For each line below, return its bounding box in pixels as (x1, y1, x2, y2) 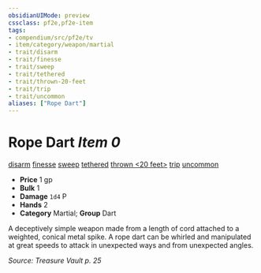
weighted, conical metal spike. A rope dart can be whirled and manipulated (8, 232, 252, 241)
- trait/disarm (8, 48, 58, 56)
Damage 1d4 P (19, 192, 67, 201)
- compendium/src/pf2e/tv (8, 33, 93, 42)
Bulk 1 (19, 183, 40, 193)
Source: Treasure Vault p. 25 (8, 256, 102, 265)
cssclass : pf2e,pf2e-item (8, 19, 93, 27)
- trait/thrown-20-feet (8, 77, 87, 85)
